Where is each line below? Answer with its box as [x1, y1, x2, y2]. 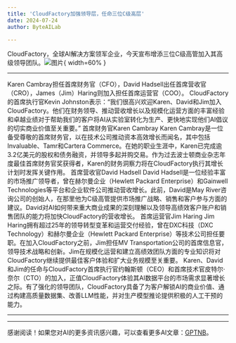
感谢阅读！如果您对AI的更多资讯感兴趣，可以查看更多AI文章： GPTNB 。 [7, 328, 213, 337]
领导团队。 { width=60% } [13, 58, 107, 67]
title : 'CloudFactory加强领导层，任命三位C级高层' [7, 10, 145, 18]
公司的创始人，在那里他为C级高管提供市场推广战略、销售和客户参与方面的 [13, 194, 228, 203]
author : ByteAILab [7, 23, 61, 30]
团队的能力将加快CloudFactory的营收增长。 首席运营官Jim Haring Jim [13, 212, 215, 220]
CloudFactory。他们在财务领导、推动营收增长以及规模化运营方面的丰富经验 [7, 106, 225, 115]
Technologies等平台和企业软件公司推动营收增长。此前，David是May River [7, 186, 221, 194]
